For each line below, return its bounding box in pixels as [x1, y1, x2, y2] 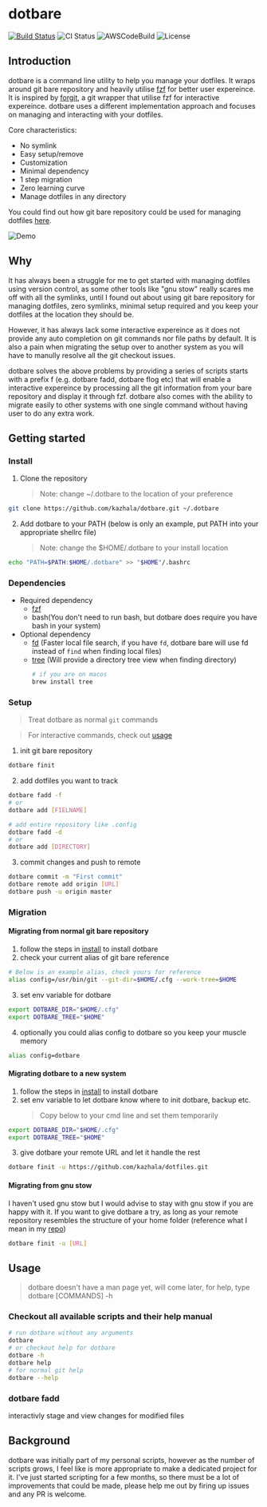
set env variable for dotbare [19, 990, 112, 999]
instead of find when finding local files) [31, 647, 162, 656]
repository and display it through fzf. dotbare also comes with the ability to [8, 391, 253, 401]
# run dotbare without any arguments [8, 1329, 134, 1338]
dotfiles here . [8, 215, 52, 225]
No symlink [19, 141, 57, 150]
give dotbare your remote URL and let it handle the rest [19, 1148, 201, 1158]
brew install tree [31, 678, 93, 686]
